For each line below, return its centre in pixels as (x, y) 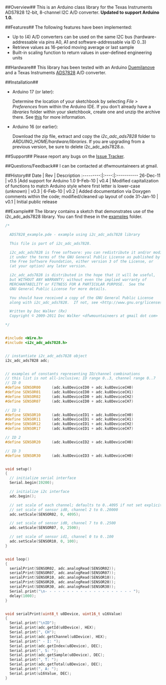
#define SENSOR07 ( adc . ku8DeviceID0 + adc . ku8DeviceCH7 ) (69, 401)
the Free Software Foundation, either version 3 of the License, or (82, 261)
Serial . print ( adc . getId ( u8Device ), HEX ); (53, 628)
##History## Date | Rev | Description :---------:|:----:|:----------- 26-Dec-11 (83, 175)
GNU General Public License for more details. (58, 289)
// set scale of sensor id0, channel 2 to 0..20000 (64, 510)
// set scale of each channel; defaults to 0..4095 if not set (76, 505)
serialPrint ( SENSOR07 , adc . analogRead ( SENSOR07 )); (63, 573)
